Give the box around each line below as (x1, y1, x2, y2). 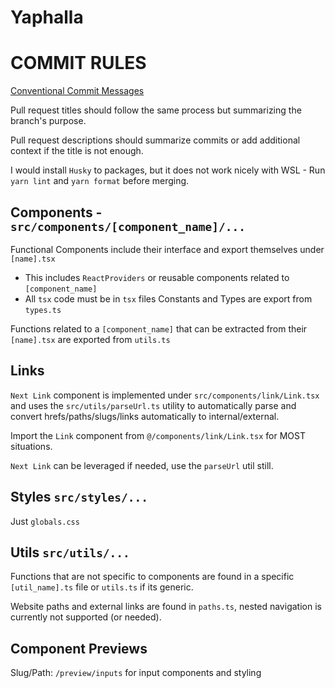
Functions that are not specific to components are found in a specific (10, 571, 295, 583)
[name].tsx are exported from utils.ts (10, 333, 171, 345)
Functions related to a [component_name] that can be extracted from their (10, 322, 308, 335)
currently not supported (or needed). (10, 611, 162, 623)
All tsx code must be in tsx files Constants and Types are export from (24, 292, 313, 305)
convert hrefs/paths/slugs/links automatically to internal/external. (10, 410, 280, 422)
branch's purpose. (10, 115, 87, 127)
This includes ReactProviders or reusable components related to (24, 271, 290, 283)
